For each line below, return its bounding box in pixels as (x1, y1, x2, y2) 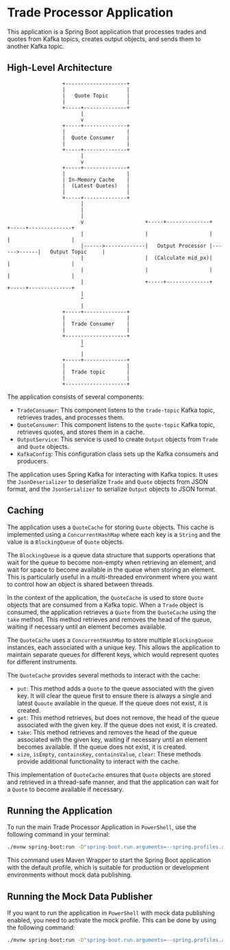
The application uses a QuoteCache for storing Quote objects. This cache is (7, 523, 214, 531)
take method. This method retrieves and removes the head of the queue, (7, 615, 212, 623)
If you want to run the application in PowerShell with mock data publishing (7, 909, 216, 917)
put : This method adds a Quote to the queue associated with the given (16, 684, 214, 693)
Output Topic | (50, 248, 106, 255)
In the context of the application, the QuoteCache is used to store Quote (7, 593, 204, 601)
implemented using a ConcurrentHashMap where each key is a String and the (7, 530, 221, 538)
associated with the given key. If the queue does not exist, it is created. (16, 721, 218, 729)
